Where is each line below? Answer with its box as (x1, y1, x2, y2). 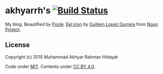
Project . (5, 26, 21, 32)
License (5, 41, 30, 49)
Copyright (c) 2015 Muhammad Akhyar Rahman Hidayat (5, 54, 118, 60)
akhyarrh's (5, 5, 51, 16)
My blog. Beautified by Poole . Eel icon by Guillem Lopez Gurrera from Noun (5, 21, 159, 27)
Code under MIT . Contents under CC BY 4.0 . (5, 63, 96, 69)
